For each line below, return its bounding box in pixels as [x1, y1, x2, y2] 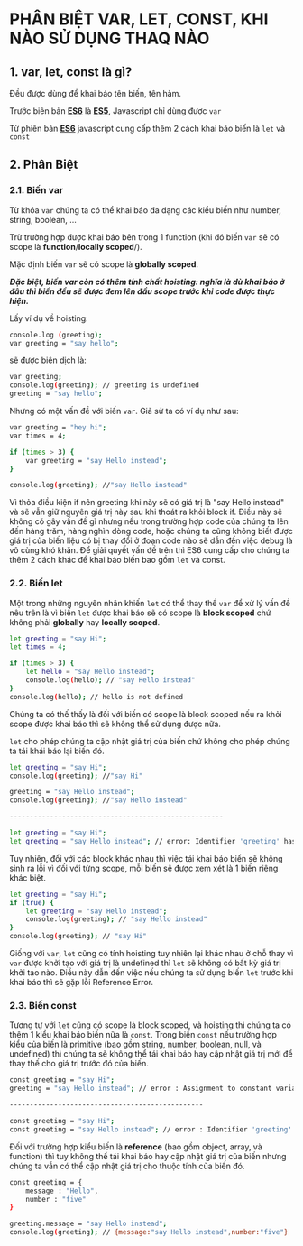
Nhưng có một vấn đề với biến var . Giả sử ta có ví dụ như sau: [9, 406, 239, 417]
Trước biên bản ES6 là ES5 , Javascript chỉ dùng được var [9, 106, 222, 116]
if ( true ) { [9, 898, 54, 907]
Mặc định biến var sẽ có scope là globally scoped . [9, 258, 199, 270]
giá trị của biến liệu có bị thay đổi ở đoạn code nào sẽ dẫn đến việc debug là [9, 535, 293, 546]
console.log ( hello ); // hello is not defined [9, 692, 183, 701]
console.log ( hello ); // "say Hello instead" [25, 676, 196, 685]
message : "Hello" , [25, 1186, 99, 1195]
